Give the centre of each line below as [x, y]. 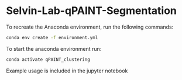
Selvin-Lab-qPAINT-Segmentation [91, 11]
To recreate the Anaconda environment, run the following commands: [90, 27]
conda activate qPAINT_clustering [48, 60]
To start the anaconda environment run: [54, 48]
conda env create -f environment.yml [52, 37]
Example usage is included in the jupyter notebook [67, 71]
